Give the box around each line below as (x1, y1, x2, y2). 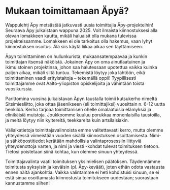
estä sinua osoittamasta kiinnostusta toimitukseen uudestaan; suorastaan (5, 174, 159, 180)
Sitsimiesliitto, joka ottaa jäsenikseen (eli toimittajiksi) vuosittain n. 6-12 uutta (5, 101, 165, 107)
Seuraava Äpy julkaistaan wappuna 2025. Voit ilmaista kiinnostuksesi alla (5, 27, 158, 33)
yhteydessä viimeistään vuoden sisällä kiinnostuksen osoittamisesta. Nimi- (5, 132, 161, 138)
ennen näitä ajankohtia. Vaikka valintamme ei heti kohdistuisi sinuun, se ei (5, 169, 159, 175)
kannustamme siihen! (5, 180, 50, 186)
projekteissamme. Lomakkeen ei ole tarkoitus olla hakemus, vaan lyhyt (5, 38, 153, 44)
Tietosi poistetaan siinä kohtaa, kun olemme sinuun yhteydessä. (5, 148, 139, 154)
